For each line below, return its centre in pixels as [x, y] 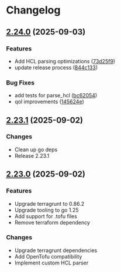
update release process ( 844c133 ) [56, 67]
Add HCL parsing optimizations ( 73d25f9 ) [65, 61]
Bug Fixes [20, 83]
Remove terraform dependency [52, 222]
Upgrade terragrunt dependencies [56, 250]
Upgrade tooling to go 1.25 [46, 210]
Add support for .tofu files [46, 216]
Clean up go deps [36, 149]
